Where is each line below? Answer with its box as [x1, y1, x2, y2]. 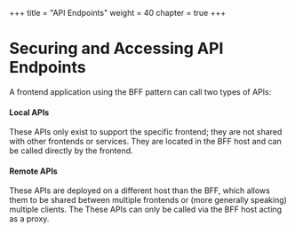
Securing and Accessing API [9, 39, 224, 58]
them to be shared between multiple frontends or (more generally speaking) [9, 195, 287, 206]
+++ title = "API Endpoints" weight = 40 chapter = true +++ [9, 8, 227, 18]
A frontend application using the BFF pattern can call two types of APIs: [9, 86, 272, 97]
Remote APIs [9, 166, 58, 176]
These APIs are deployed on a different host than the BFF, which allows [9, 185, 271, 196]
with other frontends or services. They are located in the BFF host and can [9, 136, 282, 147]
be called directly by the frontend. [9, 145, 133, 156]
